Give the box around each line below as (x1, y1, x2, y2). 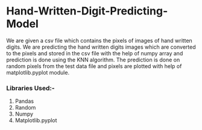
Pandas (14, 97, 34, 105)
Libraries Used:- (6, 84, 55, 92)
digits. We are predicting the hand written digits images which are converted (6, 43, 196, 51)
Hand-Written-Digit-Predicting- (6, 4, 168, 18)
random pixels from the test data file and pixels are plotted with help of (6, 62, 182, 70)
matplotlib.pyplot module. (6, 69, 70, 76)
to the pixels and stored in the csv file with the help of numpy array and (6, 49, 183, 57)
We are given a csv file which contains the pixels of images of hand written (6, 37, 193, 44)
